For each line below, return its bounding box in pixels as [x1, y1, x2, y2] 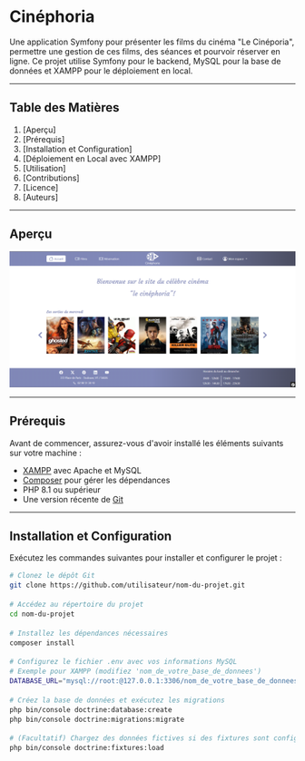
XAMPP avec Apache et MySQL [22, 464, 143, 475]
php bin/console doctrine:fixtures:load [9, 744, 165, 753]
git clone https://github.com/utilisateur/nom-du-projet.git [9, 581, 246, 590]
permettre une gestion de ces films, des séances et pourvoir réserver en [9, 45, 281, 56]
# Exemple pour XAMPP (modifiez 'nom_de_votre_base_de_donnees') [9, 667, 261, 677]
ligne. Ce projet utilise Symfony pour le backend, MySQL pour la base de [9, 55, 281, 66]
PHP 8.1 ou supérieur [22, 483, 102, 495]
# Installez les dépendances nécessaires [9, 629, 169, 638]
